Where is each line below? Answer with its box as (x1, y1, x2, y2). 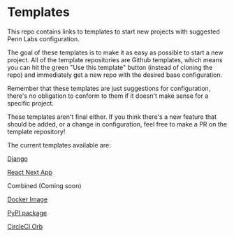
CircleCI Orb (7, 222, 43, 231)
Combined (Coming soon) (7, 181, 82, 189)
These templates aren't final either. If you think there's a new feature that (7, 113, 217, 121)
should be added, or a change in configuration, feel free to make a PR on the (7, 120, 228, 128)
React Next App (7, 168, 53, 176)
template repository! (7, 127, 66, 136)
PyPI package (7, 208, 47, 217)
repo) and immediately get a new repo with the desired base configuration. (7, 71, 223, 79)
